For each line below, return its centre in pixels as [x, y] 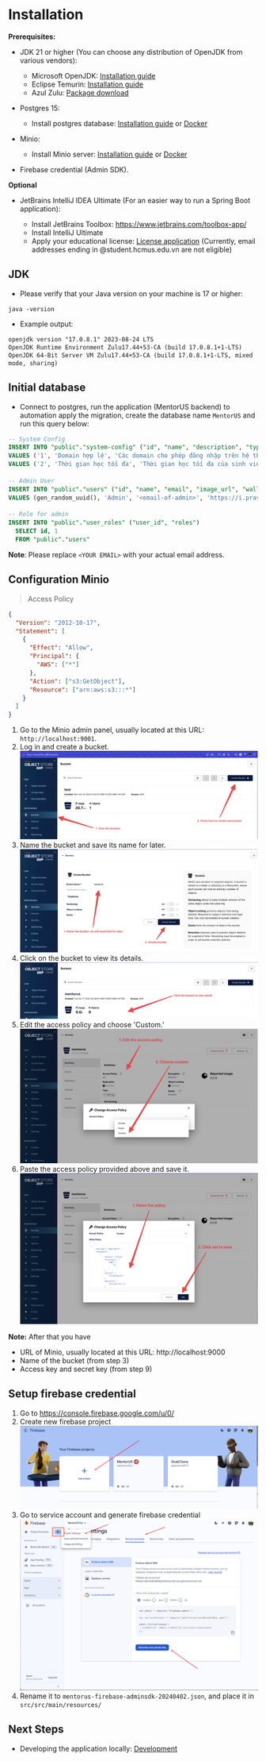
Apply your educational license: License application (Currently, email [143, 241]
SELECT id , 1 [37, 531]
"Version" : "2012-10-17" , [58, 622]
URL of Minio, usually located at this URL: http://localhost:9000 [122, 1352]
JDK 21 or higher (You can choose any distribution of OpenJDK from [131, 52]
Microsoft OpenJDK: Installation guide [93, 75]
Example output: [46, 324]
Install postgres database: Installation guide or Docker [120, 123]
